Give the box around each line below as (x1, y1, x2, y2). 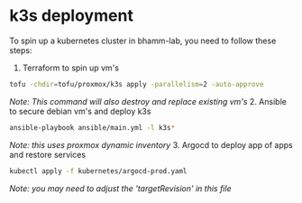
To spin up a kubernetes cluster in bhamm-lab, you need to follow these (9, 35, 277, 46)
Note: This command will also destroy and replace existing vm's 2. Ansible (9, 96, 287, 106)
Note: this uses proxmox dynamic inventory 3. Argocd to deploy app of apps (9, 139, 293, 150)
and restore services (9, 149, 87, 160)
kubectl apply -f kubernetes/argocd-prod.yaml (9, 166, 188, 176)
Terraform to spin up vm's (22, 62, 120, 73)
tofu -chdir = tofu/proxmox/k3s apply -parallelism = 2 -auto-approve (9, 79, 264, 88)
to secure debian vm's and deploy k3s (9, 106, 151, 116)
